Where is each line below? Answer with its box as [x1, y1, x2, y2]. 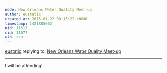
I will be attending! [5, 62, 43, 68]
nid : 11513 [5, 26, 28, 31]
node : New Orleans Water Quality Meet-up [5, 7, 92, 12]
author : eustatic [5, 12, 41, 17]
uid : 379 [5, 35, 23, 40]
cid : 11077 [5, 30, 28, 35]
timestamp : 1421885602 [5, 21, 52, 26]
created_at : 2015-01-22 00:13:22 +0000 [5, 16, 88, 21]
